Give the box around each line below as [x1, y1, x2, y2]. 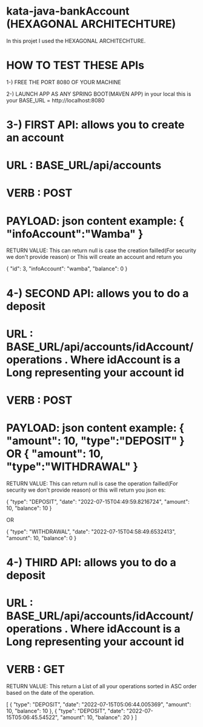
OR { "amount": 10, [6, 447, 104, 461]
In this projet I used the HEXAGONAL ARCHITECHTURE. [6, 37, 146, 44]
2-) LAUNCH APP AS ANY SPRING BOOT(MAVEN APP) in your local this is [6, 90, 191, 98]
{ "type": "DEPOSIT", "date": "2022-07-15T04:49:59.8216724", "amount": [6, 498, 190, 505]
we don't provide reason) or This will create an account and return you [6, 253, 183, 261]
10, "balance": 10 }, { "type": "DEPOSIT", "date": [6, 708, 125, 715]
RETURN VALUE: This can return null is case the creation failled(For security [6, 247, 197, 254]
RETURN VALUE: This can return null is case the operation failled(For [6, 480, 178, 487]
